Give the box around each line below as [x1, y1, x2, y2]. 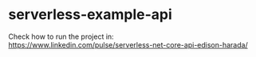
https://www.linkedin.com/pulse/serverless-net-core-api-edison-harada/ [8, 40, 249, 49]
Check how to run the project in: [8, 32, 114, 41]
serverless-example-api [8, 6, 173, 24]
